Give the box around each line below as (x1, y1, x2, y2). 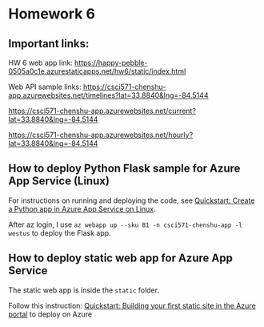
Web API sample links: (8, 82, 82, 91)
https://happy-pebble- (74, 58, 148, 67)
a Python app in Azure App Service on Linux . (8, 204, 156, 213)
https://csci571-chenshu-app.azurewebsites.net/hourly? (8, 130, 194, 139)
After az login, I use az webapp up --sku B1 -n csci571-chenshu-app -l (8, 220, 242, 229)
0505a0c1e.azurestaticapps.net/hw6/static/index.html (8, 67, 186, 76)
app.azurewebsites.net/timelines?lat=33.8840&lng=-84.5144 (8, 91, 209, 100)
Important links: (8, 37, 90, 50)
